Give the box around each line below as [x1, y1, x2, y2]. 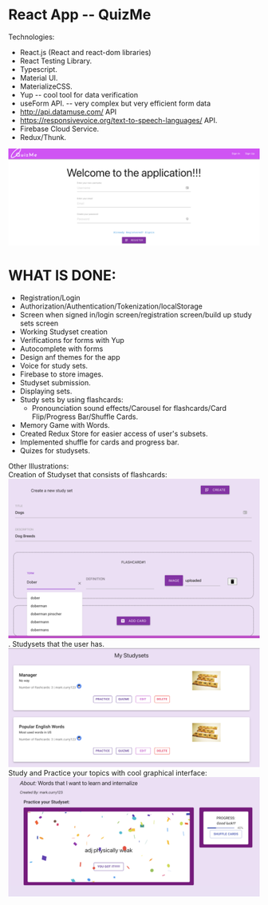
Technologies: [8, 32, 55, 42]
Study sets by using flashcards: [19, 394, 124, 405]
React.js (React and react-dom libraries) [19, 47, 152, 57]
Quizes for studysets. [19, 445, 90, 455]
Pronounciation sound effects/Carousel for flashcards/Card [31, 403, 227, 413]
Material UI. [19, 73, 58, 82]
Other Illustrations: [8, 461, 69, 471]
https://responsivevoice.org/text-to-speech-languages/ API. [19, 115, 218, 125]
